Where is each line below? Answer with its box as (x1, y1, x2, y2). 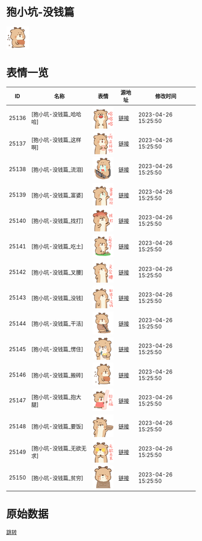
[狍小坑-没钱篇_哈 (31, 111, 76, 118)
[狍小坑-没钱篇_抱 (31, 393, 76, 401)
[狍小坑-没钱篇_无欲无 (31, 445, 87, 452)
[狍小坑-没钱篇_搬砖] (31, 371, 84, 378)
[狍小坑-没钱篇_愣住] (31, 346, 84, 353)
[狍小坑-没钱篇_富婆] (31, 191, 84, 199)
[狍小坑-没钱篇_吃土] (31, 243, 84, 250)
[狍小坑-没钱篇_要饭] (31, 423, 84, 430)
